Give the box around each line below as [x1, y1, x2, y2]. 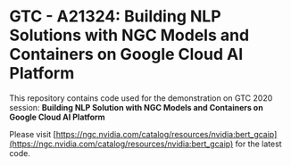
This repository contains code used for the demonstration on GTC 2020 [9, 92, 273, 104]
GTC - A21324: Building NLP [9, 6, 221, 27]
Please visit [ [9, 129, 56, 139]
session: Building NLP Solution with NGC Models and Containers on [9, 102, 263, 112]
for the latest [235, 138, 283, 149]
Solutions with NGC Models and [9, 25, 250, 46]
